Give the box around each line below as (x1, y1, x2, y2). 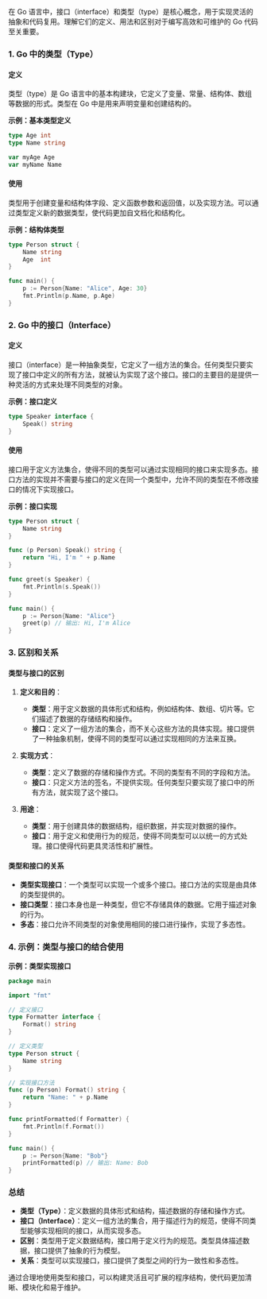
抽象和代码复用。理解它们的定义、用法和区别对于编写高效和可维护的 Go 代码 (8, 17, 258, 26)
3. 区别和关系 (8, 647, 59, 658)
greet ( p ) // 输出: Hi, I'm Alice (22, 619, 131, 628)
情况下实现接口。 (21, 484, 78, 494)
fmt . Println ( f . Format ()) (22, 1123, 105, 1131)
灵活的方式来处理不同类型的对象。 (14, 380, 127, 389)
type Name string (8, 139, 66, 147)
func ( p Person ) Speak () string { (8, 547, 123, 555)
